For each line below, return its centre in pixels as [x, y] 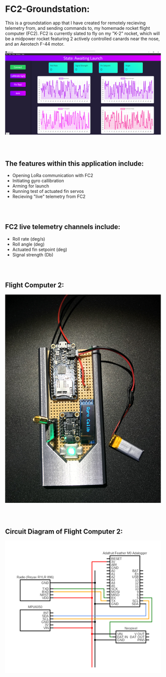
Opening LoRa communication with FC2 [53, 175]
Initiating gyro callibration [38, 181]
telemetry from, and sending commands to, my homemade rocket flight [78, 28]
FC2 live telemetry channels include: [63, 227]
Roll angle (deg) [28, 244]
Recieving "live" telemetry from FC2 [49, 196]
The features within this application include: [75, 163]
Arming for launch [31, 186]
